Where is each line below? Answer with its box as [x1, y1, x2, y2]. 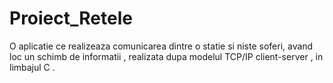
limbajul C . [9, 61, 56, 73]
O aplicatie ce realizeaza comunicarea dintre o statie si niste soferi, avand [9, 40, 314, 52]
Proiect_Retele [9, 7, 133, 30]
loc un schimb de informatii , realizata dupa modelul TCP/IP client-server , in [9, 50, 324, 62]
